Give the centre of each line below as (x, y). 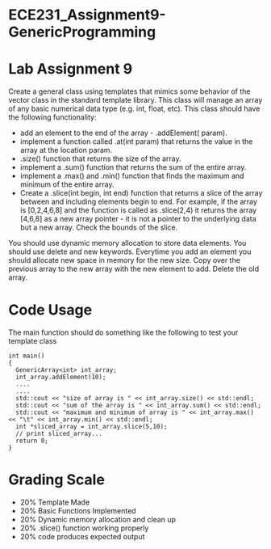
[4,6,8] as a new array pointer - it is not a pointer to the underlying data (138, 219)
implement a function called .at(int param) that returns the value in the (136, 141)
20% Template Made (55, 502)
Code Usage (50, 310)
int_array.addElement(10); (61, 378)
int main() (27, 356)
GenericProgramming (82, 32)
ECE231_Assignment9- (88, 15)
